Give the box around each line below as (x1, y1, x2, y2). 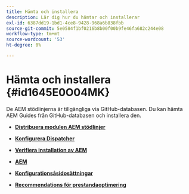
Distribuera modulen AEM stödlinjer (14, 123, 106, 130)
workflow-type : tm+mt (6, 31, 60, 37)
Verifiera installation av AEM (14, 146, 88, 153)
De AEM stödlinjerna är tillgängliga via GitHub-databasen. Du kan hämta (6, 105, 183, 112)
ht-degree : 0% (6, 42, 42, 48)
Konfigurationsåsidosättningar (14, 170, 94, 177)
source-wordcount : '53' (6, 36, 66, 42)
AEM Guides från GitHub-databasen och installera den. (6, 112, 141, 119)
